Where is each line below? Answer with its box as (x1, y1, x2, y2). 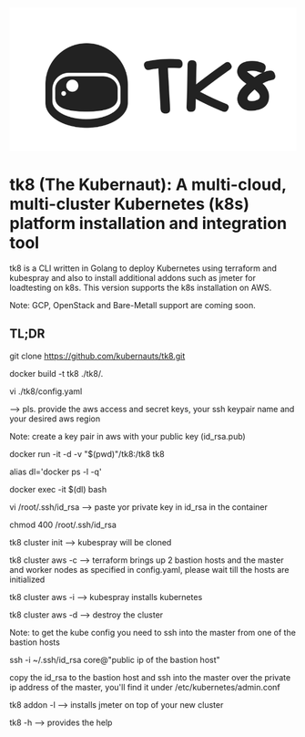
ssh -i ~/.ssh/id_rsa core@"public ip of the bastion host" (9, 654, 220, 665)
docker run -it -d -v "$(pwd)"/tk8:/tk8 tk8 (9, 448, 166, 459)
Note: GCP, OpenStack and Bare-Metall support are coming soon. (9, 299, 257, 310)
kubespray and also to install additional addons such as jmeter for (9, 272, 257, 283)
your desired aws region (9, 413, 101, 424)
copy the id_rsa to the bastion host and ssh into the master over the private (9, 671, 291, 682)
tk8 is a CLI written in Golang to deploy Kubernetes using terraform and (9, 263, 278, 274)
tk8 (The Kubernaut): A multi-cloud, (9, 174, 287, 195)
